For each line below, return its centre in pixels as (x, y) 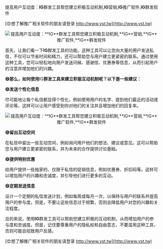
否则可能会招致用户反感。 (31, 231)
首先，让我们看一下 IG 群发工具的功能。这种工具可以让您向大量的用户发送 (77, 50)
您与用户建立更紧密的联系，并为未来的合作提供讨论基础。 (62, 149)
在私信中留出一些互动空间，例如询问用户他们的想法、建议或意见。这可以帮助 (81, 143)
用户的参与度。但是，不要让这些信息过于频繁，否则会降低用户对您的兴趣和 (79, 202)
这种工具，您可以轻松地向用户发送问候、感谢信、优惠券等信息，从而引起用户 (81, 62)
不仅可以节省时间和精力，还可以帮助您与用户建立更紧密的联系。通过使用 (86, 56)
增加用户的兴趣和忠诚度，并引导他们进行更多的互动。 (62, 176)
